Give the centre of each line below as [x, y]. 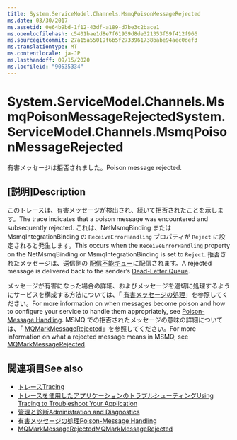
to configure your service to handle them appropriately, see [94, 312]
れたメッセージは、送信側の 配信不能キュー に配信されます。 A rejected [110, 264]
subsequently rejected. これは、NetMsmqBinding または [89, 228]
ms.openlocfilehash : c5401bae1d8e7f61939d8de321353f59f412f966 [103, 34]
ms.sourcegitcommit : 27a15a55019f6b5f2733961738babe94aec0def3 [103, 40]
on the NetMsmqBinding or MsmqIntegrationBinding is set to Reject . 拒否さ [117, 254]
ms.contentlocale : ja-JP [44, 54]
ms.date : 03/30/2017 [38, 21]
